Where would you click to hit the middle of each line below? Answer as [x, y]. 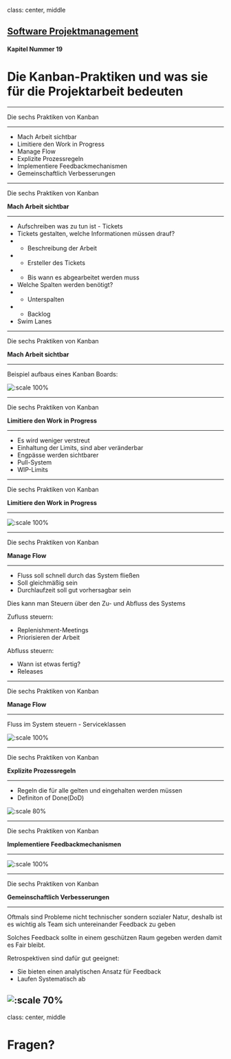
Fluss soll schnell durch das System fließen [78, 575]
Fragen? [31, 1045]
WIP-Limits [32, 469]
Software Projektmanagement [73, 31]
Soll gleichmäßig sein [47, 582]
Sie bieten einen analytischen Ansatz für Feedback [89, 971]
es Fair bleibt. [26, 945]
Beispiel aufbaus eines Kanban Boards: [63, 374]
